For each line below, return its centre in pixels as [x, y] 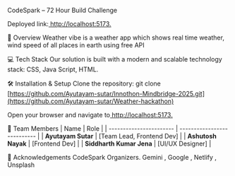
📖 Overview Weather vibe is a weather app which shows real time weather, [116, 37]
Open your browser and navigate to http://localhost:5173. [90, 115]
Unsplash [21, 165]
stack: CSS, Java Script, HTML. [53, 69]
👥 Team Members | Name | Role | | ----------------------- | [93, 129]
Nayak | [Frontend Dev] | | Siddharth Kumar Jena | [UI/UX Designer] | [109, 143]
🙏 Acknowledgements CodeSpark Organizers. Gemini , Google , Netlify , [112, 157]
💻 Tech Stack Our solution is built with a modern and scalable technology [115, 59]
